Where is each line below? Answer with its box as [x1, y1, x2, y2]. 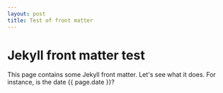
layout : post [7, 10, 46, 18]
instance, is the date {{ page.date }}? [7, 78, 115, 87]
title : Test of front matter [7, 17, 93, 24]
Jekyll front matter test [7, 47, 145, 63]
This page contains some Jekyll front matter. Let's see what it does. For [7, 70, 216, 79]
